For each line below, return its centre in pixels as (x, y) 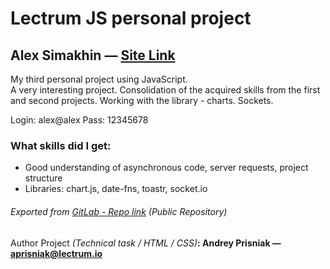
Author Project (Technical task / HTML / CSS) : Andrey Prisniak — (146, 243)
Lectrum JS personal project (131, 18)
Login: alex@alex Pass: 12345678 (79, 120)
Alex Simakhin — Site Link (93, 55)
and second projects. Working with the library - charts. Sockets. (142, 100)
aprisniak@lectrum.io (56, 253)
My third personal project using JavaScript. (99, 79)
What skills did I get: (61, 145)
